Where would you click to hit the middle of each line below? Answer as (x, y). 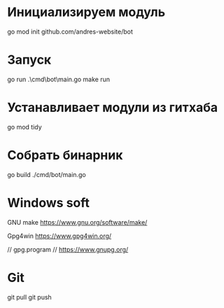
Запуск (29, 60)
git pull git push (30, 297)
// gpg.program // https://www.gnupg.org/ (68, 249)
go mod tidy (24, 127)
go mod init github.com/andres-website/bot (70, 31)
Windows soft (48, 203)
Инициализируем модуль (86, 12)
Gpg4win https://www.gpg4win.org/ (59, 236)
